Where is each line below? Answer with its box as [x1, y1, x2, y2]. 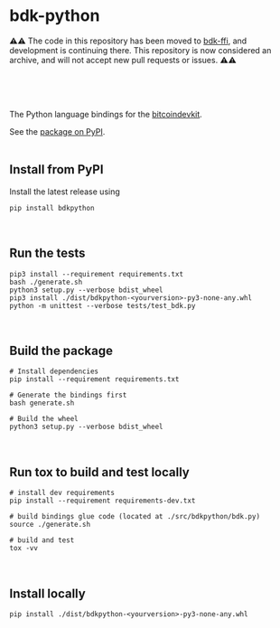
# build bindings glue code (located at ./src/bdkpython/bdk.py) [9, 512, 260, 521]
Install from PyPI [9, 162, 104, 177]
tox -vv [9, 544, 39, 553]
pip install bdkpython [9, 203, 95, 212]
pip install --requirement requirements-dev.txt [9, 496, 196, 506]
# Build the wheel [9, 415, 79, 424]
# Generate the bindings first [9, 390, 127, 400]
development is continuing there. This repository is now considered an [9, 44, 272, 55]
